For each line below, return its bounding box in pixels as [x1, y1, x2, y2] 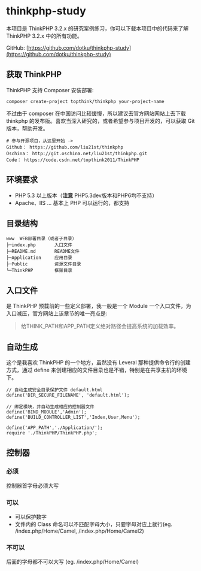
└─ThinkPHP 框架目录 [6, 268, 73, 274]
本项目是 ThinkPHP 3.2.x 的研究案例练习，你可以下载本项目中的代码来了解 [6, 25, 189, 32]
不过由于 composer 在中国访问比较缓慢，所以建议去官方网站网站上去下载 [6, 110, 187, 117]
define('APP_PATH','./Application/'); [6, 425, 103, 431]
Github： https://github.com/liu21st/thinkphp [6, 144, 124, 150]
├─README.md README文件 [6, 249, 80, 255]
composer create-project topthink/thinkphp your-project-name [6, 98, 165, 104]
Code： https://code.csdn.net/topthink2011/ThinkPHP [6, 157, 139, 163]
